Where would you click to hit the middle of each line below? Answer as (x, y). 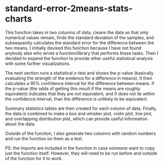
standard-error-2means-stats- (69, 9)
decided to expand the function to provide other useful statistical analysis (79, 58)
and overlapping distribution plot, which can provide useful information (76, 119)
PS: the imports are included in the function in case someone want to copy (80, 148)
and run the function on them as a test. (44, 138)
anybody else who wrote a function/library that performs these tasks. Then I (82, 53)
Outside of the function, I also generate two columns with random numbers (81, 133)
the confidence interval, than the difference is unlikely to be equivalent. (76, 99)
